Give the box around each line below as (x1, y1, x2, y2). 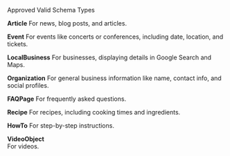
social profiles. (7, 81, 49, 89)
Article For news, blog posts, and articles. (7, 19, 127, 27)
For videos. (7, 142, 39, 150)
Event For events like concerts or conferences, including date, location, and (7, 32, 224, 41)
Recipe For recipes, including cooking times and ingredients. (7, 108, 181, 116)
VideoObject (7, 135, 45, 143)
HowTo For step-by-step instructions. (7, 121, 114, 130)
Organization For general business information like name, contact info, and (7, 74, 222, 82)
